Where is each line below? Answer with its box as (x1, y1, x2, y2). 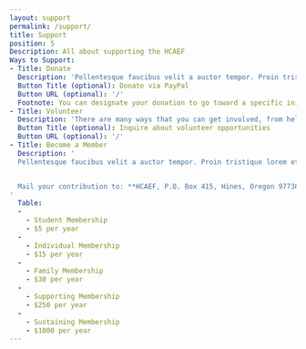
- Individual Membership (25, 241, 120, 251)
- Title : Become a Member (9, 140, 107, 149)
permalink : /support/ (9, 22, 92, 31)
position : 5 (9, 38, 55, 48)
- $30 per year (25, 275, 84, 284)
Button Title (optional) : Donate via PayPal (17, 81, 189, 90)
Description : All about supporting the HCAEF (9, 47, 185, 56)
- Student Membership (25, 216, 107, 225)
